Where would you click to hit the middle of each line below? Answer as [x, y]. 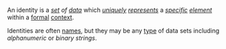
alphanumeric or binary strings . [52, 38]
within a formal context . [41, 17]
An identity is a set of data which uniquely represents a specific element [110, 10]
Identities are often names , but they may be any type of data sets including [113, 31]
